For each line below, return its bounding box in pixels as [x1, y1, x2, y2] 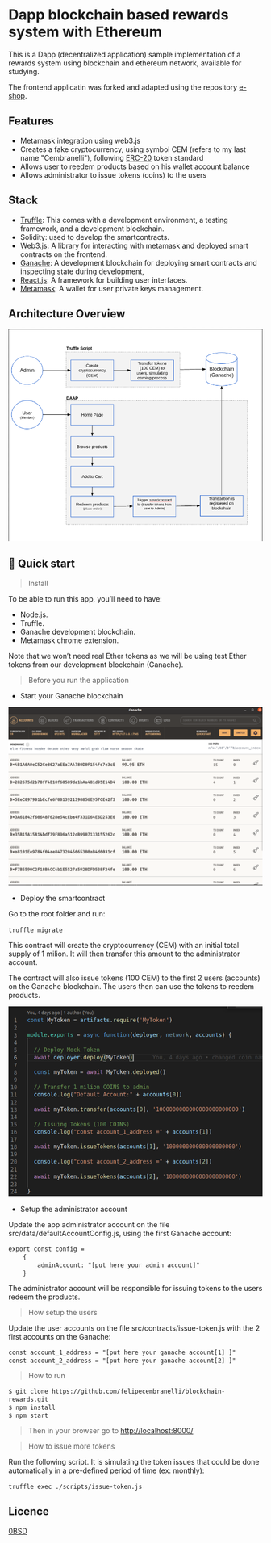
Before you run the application [27, 675, 129, 685]
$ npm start [8, 1411, 48, 1419]
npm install [15, 1403, 56, 1411]
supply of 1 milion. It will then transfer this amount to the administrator [8, 949, 240, 958]
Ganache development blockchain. [19, 627, 135, 636]
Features [8, 115, 54, 128]
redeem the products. [8, 1292, 81, 1302]
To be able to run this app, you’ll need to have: [8, 593, 163, 603]
